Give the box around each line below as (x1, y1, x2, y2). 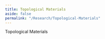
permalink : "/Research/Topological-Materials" (5, 16, 101, 20)
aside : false (5, 11, 31, 16)
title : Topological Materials (5, 7, 66, 12)
